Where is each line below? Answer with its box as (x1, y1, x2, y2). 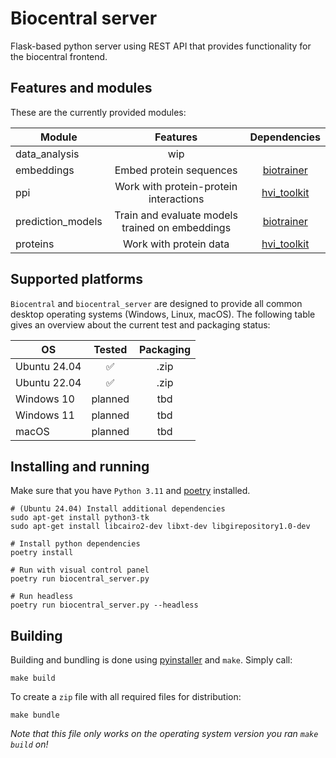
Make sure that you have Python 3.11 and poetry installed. (10, 485, 251, 497)
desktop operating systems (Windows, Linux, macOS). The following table (10, 308, 316, 320)
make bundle (10, 710, 60, 721)
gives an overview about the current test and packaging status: (10, 318, 271, 331)
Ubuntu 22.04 (15, 375, 82, 389)
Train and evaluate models (114, 208, 238, 222)
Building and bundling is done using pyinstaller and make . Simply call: (10, 654, 293, 666)
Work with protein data (123, 237, 230, 251)
